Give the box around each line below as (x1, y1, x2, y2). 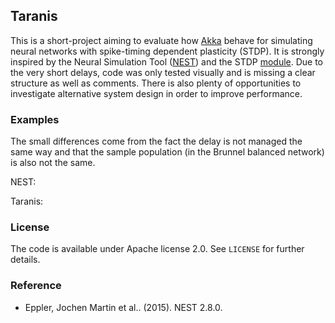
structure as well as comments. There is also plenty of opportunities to (10, 77, 302, 89)
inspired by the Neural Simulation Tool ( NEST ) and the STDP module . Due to (10, 55, 324, 68)
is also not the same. (10, 157, 96, 169)
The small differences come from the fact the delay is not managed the (10, 135, 303, 148)
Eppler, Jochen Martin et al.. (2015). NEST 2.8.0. (24, 301, 223, 313)
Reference (10, 279, 62, 293)
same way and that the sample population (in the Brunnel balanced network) (10, 146, 325, 158)
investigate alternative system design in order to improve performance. (10, 87, 303, 99)
